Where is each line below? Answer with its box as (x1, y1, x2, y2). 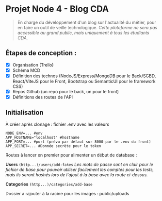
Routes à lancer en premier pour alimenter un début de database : (5, 152, 137, 158)
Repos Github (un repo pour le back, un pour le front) (12, 88, 119, 94)
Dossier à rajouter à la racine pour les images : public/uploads (5, 190, 130, 196)
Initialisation (5, 108, 44, 117)
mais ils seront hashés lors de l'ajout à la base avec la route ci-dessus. (5, 171, 148, 178)
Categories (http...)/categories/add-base (5, 181, 93, 187)
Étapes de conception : (5, 49, 77, 57)
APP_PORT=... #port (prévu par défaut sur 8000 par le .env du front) (5, 139, 151, 144)
